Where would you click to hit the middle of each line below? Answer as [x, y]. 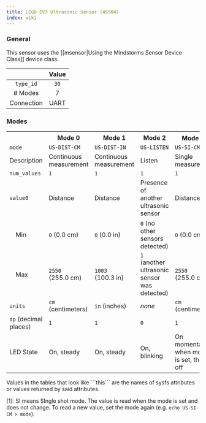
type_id [26, 84]
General [18, 39]
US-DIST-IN [110, 147]
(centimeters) [68, 309]
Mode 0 [69, 137]
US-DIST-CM [65, 147]
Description [26, 161]
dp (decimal [26, 319]
